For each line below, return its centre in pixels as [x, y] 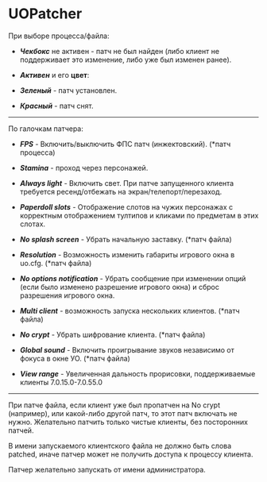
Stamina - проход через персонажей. [84, 168]
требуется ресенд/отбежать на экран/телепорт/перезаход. [121, 191]
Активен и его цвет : [54, 75]
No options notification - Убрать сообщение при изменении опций [133, 278]
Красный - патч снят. [56, 106]
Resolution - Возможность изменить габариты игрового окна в [127, 254]
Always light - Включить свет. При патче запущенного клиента [127, 183]
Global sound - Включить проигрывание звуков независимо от [127, 349]
